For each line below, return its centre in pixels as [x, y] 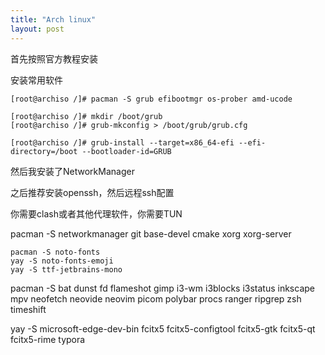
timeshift [28, 309]
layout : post [37, 29]
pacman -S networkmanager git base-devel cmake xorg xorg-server [151, 233]
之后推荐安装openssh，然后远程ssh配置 [92, 192]
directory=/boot [44, 151]
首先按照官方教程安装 [54, 58]
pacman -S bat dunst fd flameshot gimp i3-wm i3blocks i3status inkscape [162, 288]
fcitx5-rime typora [48, 339]
